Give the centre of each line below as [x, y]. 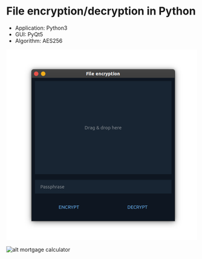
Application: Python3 [41, 28]
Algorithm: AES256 [39, 41]
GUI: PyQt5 [29, 34]
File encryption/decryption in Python [101, 11]
